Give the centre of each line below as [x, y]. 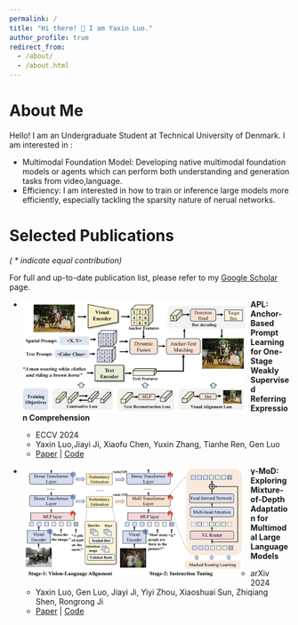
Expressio [270, 408]
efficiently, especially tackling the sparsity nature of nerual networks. [149, 199]
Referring [268, 398]
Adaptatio [269, 509]
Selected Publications [92, 236]
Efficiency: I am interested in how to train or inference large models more [155, 190]
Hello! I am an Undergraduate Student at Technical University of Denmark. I [147, 135]
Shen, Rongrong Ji [69, 601]
